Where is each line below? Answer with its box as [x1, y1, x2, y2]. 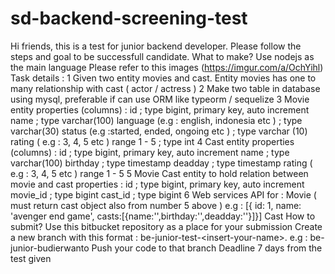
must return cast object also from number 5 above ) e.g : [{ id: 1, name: [10, 199, 302, 211]
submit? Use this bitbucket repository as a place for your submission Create [10, 220, 323, 232]
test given [10, 252, 52, 264]
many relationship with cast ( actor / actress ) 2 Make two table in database [10, 82, 321, 94]
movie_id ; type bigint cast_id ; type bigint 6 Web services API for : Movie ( [10, 188, 317, 201]
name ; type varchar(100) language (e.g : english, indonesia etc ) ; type [10, 114, 303, 126]
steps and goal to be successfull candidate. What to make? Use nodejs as [10, 50, 315, 62]
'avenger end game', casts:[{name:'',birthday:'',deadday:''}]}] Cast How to [10, 210, 316, 222]
